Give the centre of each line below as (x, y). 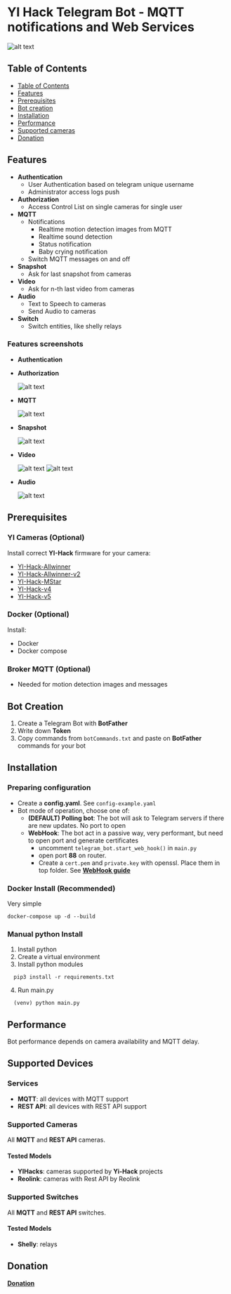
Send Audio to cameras (62, 311)
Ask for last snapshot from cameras (80, 274)
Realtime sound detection (75, 237)
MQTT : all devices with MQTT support (73, 1099)
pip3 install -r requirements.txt (64, 977)
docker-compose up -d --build (52, 916)
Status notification (65, 244)
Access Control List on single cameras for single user (105, 206)
